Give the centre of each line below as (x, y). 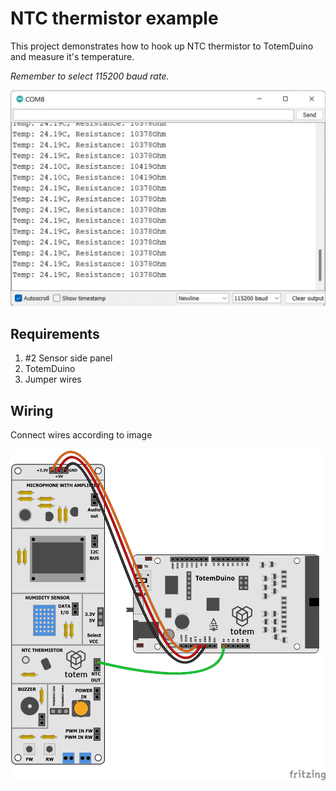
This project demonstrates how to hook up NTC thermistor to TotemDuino (162, 46)
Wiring (32, 410)
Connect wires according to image (81, 435)
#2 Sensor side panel (68, 358)
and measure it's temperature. (72, 56)
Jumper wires (53, 379)
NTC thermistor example (114, 18)
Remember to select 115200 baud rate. (90, 76)
